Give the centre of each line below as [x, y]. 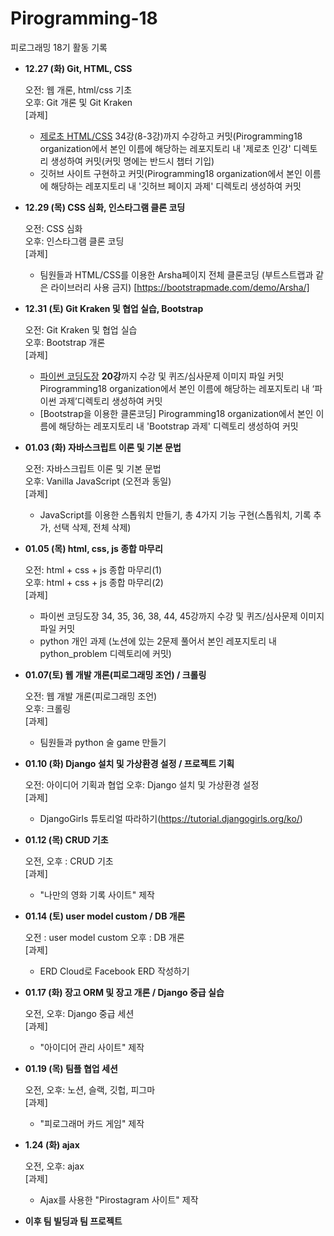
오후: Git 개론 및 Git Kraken [78, 102]
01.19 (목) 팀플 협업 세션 [71, 1068]
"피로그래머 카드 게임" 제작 [92, 1123]
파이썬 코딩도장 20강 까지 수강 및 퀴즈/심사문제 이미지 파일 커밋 [162, 376]
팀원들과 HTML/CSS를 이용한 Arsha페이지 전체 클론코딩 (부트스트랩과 [176, 274]
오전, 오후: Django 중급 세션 [79, 1013]
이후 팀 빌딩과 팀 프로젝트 [73, 1221]
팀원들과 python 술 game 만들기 [103, 742]
